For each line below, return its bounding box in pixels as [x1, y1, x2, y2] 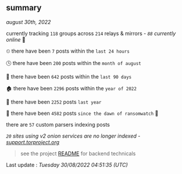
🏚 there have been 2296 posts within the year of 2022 [6, 84, 137, 91]
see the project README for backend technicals [20, 150, 136, 157]
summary [6, 3, 42, 13]
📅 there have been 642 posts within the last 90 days [6, 73, 132, 80]
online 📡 [6, 36, 26, 43]
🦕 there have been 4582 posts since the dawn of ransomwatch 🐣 [6, 110, 159, 117]
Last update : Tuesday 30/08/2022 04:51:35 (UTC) [6, 161, 128, 168]
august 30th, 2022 [6, 18, 51, 25]
